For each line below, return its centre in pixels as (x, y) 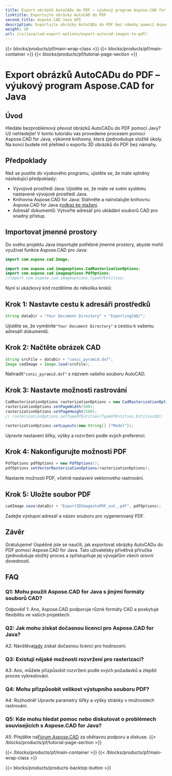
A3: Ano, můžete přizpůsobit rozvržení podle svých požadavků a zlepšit (81, 670)
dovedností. (18, 561)
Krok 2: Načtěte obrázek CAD (53, 348)
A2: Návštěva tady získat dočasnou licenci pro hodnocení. (66, 646)
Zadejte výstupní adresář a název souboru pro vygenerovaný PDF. (75, 516)
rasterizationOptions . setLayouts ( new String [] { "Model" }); (70, 426)
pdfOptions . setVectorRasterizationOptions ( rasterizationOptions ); (78, 468)
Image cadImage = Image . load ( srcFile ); (48, 364)
